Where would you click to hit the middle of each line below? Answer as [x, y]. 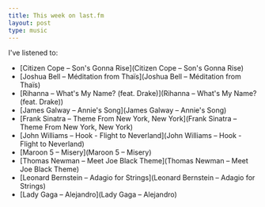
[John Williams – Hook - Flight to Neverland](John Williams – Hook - [131, 136]
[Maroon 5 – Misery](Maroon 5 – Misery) [85, 152]
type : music [28, 30]
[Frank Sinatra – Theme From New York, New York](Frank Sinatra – [128, 119]
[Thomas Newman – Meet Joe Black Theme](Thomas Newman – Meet [134, 161]
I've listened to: [33, 53]
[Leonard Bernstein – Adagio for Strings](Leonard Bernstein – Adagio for [137, 178]
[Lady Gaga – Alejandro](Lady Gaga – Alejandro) [98, 194]
